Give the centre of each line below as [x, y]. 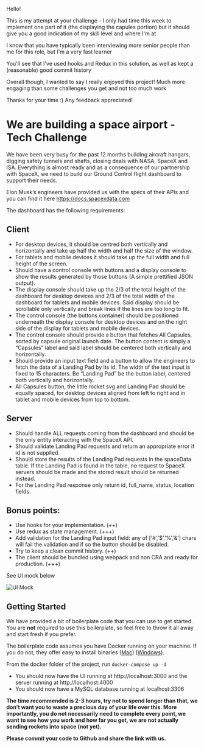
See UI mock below [31, 576]
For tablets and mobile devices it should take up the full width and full [102, 257]
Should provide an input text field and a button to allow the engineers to [105, 360]
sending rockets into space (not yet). [54, 727]
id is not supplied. [37, 452]
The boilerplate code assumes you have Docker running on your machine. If [101, 646]
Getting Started [36, 606]
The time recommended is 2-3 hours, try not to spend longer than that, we [102, 701]
